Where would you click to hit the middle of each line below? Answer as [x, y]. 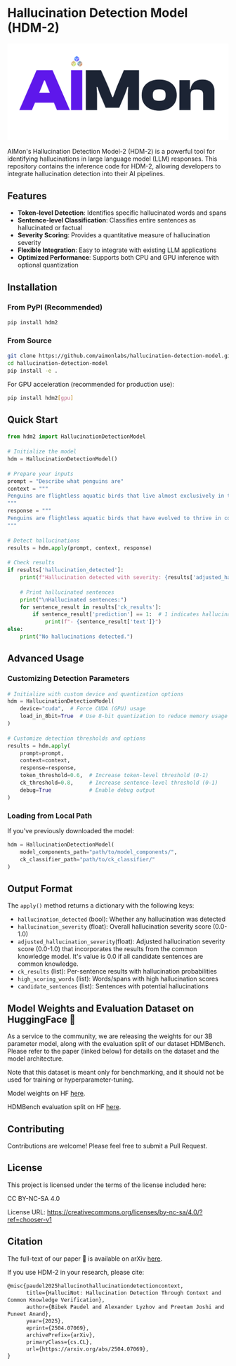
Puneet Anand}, [29, 1314]
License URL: [26, 1212]
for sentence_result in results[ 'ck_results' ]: [91, 607]
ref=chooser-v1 [29, 1219]
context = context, [45, 761]
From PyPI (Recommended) [55, 307]
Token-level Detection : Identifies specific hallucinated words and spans [122, 213]
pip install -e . [33, 371]
